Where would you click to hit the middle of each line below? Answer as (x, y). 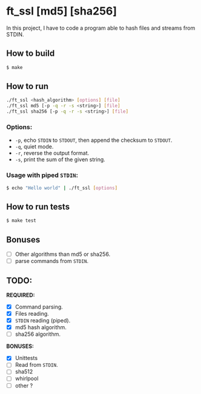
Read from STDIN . (36, 365)
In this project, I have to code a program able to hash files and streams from (101, 28)
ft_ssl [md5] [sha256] (61, 11)
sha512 (24, 372)
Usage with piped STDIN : (42, 175)
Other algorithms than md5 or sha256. (63, 254)
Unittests (26, 358)
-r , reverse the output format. (52, 153)
